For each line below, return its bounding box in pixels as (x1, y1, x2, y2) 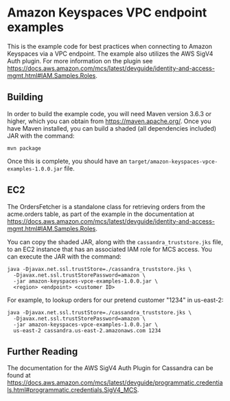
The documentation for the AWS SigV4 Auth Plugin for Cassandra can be (7, 364, 214, 372)
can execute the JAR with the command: (7, 252, 122, 261)
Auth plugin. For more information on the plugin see (7, 56, 153, 65)
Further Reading (7, 345, 78, 357)
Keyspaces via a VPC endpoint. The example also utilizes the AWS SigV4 (7, 50, 214, 58)
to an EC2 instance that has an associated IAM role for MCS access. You (7, 245, 213, 253)
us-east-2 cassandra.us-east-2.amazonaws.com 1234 (13, 327, 161, 334)
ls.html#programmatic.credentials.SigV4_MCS (7, 386, 138, 394)
